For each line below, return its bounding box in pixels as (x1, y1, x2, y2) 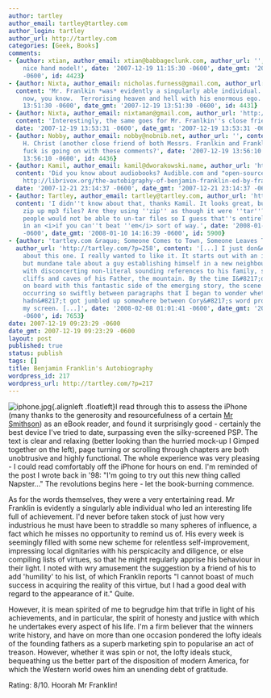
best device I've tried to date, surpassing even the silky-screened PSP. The (8, 427, 258, 437)
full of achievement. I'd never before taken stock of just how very (8, 512, 225, 521)
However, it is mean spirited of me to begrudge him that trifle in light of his (8, 604, 256, 614)
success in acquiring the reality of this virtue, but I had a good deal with (8, 580, 247, 590)
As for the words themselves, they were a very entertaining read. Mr (8, 494, 236, 504)
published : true (8, 342, 63, 350)
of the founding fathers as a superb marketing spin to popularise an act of (8, 638, 254, 648)
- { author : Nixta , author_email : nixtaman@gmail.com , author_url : (8, 110, 236, 118)
